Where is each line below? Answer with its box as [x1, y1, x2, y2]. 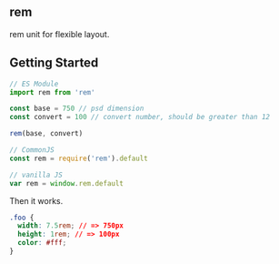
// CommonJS [9, 146, 55, 155]
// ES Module [9, 79, 59, 88]
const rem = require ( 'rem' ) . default [9, 154, 148, 163]
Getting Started [9, 56, 99, 71]
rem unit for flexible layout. [9, 28, 110, 39]
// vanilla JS [9, 170, 64, 179]
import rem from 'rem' [9, 87, 95, 96]
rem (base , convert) [9, 129, 84, 138]
